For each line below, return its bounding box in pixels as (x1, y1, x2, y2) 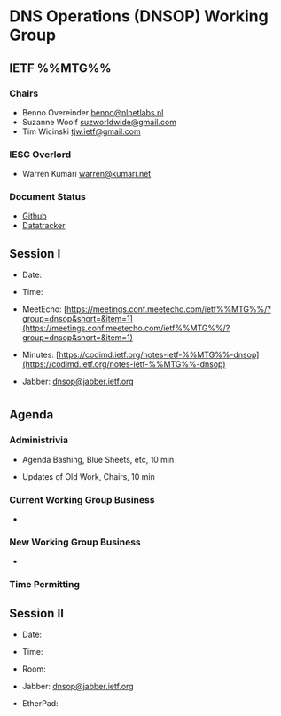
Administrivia (9, 434, 69, 446)
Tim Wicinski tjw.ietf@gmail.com (21, 126, 141, 137)
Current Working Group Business (9, 493, 155, 505)
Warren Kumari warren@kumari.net (21, 169, 152, 179)
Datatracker (21, 220, 66, 231)
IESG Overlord (9, 148, 72, 161)
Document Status (9, 191, 87, 203)
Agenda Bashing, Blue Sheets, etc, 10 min (21, 454, 175, 465)
